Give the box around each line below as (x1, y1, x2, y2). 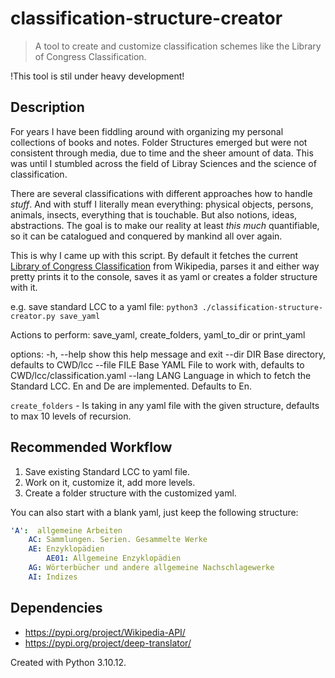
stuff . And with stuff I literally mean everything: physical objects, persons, (10, 198, 314, 210)
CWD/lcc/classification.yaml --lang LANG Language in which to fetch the (10, 369, 312, 381)
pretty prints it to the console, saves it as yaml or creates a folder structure (10, 270, 318, 282)
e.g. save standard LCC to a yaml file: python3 (10, 300, 198, 312)
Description (10, 99, 85, 116)
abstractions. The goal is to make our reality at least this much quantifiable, (10, 219, 320, 231)
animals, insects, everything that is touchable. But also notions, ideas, (10, 208, 298, 221)
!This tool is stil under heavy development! (10, 70, 185, 82)
